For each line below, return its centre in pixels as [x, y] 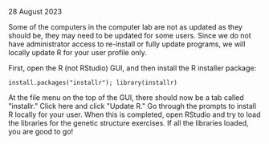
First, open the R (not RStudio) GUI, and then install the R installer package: [132, 68]
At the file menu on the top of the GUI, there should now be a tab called [126, 98]
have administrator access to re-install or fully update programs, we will [127, 44]
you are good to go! [41, 132]
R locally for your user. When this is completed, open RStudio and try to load [134, 114]
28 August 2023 [35, 12]
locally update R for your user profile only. [77, 52]
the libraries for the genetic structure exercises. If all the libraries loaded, [128, 123]
